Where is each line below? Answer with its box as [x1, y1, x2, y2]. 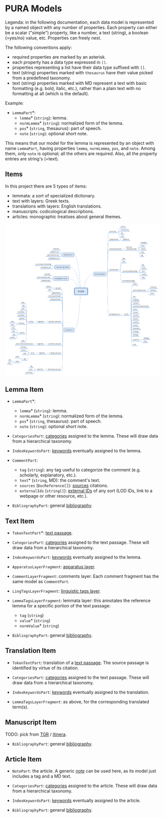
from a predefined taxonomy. [12, 75, 71, 81]
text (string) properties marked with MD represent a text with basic [12, 80, 147, 86]
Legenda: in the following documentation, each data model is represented [5, 19, 154, 25]
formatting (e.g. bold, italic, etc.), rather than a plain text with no [12, 85, 141, 91]
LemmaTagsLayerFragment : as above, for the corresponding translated [12, 698, 149, 704]
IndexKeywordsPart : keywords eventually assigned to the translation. [12, 689, 150, 695]
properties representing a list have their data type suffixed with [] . [12, 64, 146, 70]
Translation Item [5, 647, 56, 655]
